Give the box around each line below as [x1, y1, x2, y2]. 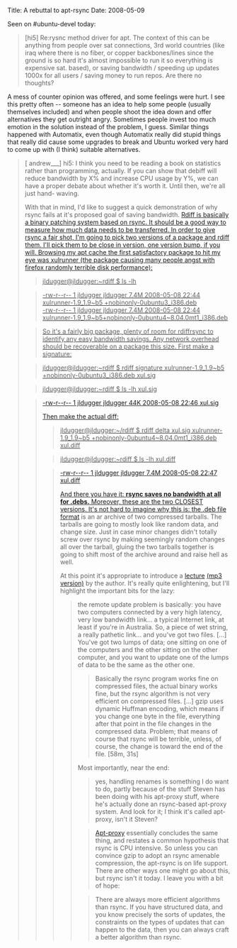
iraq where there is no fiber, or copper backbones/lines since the [24, 49, 214, 57]
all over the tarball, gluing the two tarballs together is [59, 543, 214, 551]
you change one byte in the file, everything [95, 712, 221, 720]
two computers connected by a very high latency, [77, 608, 222, 616]
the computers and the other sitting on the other [77, 646, 218, 654]
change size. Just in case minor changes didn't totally [59, 528, 217, 536]
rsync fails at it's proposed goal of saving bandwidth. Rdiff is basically [24, 211, 229, 219]
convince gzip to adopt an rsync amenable [95, 851, 220, 859]
